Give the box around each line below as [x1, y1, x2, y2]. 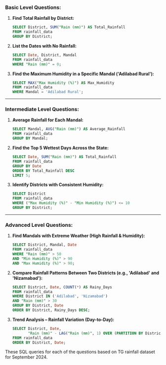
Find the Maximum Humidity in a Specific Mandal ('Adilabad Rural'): [12, 71, 154, 77]
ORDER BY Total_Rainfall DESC [12, 168, 75, 173]
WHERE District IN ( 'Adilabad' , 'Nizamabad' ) [12, 294, 108, 299]
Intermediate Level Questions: [5, 106, 79, 113]
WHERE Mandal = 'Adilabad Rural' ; [12, 90, 83, 95]
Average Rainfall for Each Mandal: [12, 117, 84, 123]
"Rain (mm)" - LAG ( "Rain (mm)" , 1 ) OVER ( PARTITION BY [28, 331, 143, 336]
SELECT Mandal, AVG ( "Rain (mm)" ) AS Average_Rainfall [12, 127, 125, 132]
